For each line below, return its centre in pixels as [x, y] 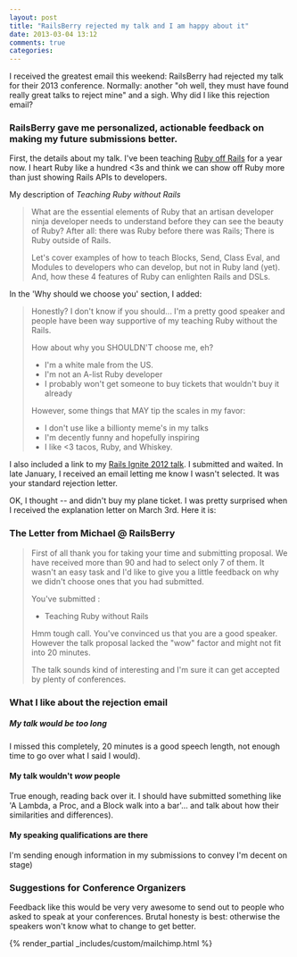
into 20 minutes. [61, 652]
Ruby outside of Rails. [71, 240]
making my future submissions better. [94, 139]
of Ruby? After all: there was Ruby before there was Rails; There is [153, 231]
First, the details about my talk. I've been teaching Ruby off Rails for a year [146, 158]
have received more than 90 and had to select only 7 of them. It [148, 562]
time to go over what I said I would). [75, 755]
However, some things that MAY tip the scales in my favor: [138, 411]
